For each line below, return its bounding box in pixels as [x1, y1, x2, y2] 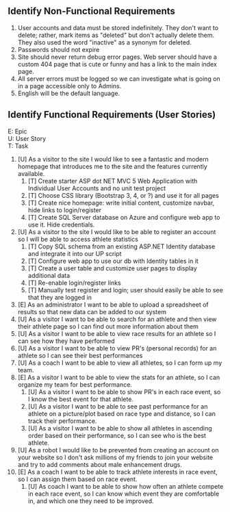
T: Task [8, 142, 29, 150]
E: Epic [8, 127, 27, 136]
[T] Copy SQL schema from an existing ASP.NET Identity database [27, 242, 216, 251]
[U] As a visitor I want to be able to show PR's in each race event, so [27, 387, 221, 396]
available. [17, 169, 45, 177]
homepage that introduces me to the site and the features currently [17, 162, 207, 170]
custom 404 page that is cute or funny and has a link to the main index [17, 60, 218, 68]
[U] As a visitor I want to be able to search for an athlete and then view [17, 315, 217, 323]
